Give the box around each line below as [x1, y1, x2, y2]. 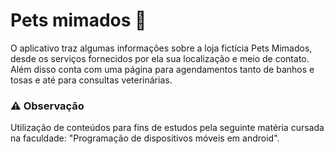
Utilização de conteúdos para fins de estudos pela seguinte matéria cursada [10, 122, 325, 134]
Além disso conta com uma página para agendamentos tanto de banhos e [10, 63, 315, 75]
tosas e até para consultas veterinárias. [10, 74, 173, 86]
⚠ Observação [10, 99, 85, 113]
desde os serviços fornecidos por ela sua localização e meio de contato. [10, 52, 310, 64]
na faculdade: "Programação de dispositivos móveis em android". [10, 132, 280, 144]
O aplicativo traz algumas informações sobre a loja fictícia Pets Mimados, [10, 42, 313, 54]
